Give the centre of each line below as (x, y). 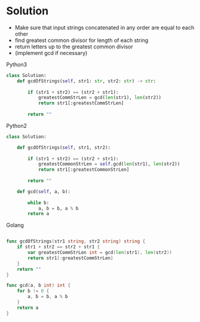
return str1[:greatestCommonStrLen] (84, 170)
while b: (39, 203)
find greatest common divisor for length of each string (81, 40)
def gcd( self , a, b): (44, 191)
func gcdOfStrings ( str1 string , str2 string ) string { (76, 241)
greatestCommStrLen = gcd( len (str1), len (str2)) (100, 98)
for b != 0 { (33, 291)
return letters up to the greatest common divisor (74, 47)
